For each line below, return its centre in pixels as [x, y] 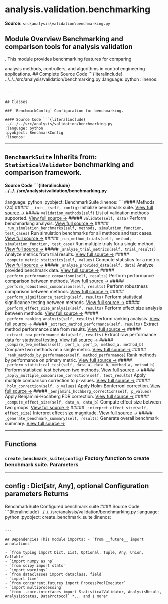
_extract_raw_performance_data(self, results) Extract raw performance [81, 335]
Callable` [15, 557]
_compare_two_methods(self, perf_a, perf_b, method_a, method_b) [74, 345]
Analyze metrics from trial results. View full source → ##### [67, 254]
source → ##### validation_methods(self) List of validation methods [77, 213]
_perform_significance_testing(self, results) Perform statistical [74, 297]
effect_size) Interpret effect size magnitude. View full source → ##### [79, 413]
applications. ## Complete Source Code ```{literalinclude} [64, 74]
